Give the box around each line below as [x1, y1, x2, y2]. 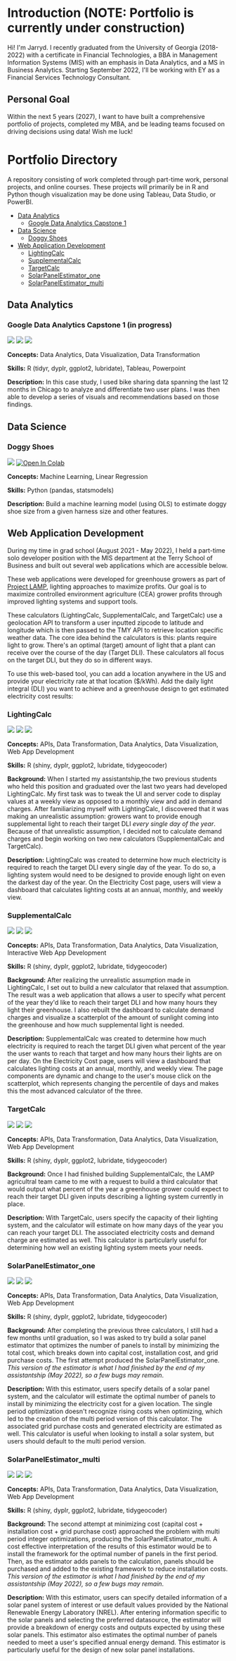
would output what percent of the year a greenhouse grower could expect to [7, 1184, 229, 1193]
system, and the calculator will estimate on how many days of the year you [7, 1220, 223, 1229]
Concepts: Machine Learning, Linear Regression [7, 472, 148, 481]
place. [7, 1199, 26, 1208]
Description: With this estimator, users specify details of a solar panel [7, 1385, 210, 1393]
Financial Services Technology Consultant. [7, 73, 131, 82]
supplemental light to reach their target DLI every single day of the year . [7, 820, 216, 828]
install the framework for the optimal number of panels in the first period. [7, 1550, 218, 1558]
